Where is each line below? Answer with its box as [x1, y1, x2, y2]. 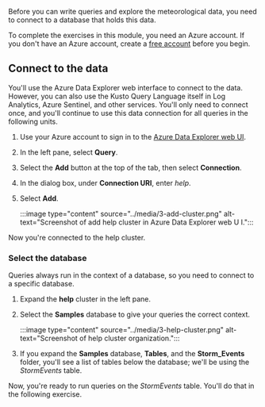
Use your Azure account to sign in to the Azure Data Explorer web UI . [19, 132, 247, 141]
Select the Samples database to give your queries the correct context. [19, 309, 251, 320]
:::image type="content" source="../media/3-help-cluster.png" [19, 325, 224, 335]
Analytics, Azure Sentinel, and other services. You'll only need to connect [8, 99, 248, 109]
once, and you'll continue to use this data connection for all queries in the [8, 108, 248, 117]
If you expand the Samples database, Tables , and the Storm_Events [19, 349, 245, 359]
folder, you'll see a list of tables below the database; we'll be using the [19, 357, 250, 367]
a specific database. [8, 279, 75, 289]
